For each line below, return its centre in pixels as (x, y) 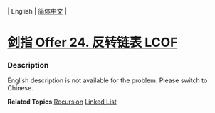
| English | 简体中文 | (37, 11)
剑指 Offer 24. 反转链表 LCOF (93, 43)
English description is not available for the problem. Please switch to (107, 80)
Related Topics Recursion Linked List (62, 102)
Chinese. (20, 88)
